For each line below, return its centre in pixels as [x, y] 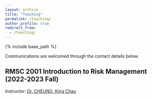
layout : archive [22, 10]
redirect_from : [21, 28]
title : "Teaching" [24, 14]
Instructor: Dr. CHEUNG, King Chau [40, 91]
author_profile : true [27, 23]
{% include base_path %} [31, 47]
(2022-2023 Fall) [32, 79]
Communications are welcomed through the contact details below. [72, 56]
